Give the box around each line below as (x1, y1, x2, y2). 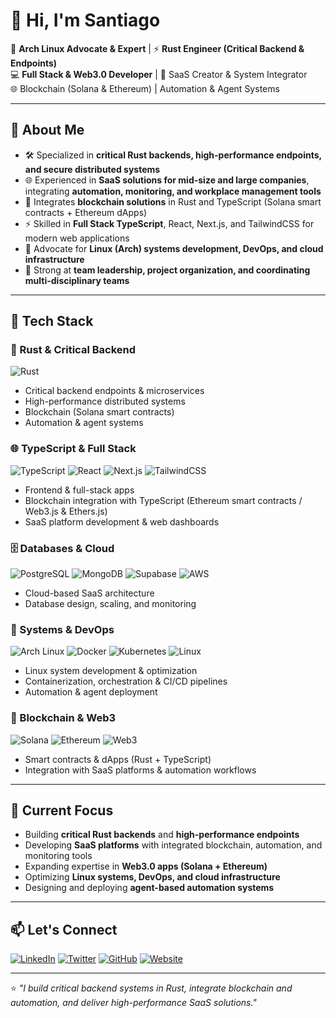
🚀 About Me (10, 122, 85, 139)
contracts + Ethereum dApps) (24, 206, 148, 218)
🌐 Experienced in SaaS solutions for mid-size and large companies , (24, 174, 310, 186)
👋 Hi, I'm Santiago (10, 9, 161, 32)
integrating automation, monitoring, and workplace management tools (24, 185, 322, 197)
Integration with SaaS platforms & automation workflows (24, 764, 257, 776)
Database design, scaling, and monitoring (24, 598, 197, 610)
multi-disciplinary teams (24, 274, 130, 286)
